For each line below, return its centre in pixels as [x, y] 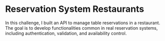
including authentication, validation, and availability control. [66, 33]
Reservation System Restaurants [75, 9]
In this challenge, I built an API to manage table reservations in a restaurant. [83, 23]
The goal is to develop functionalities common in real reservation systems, [82, 28]
